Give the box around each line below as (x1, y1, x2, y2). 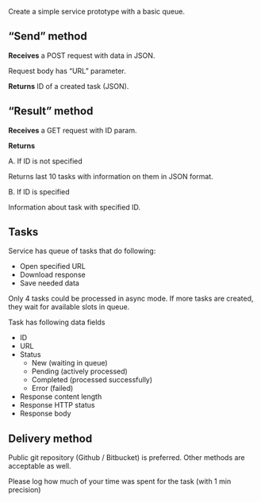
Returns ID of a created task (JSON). (8, 81, 129, 90)
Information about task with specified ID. (8, 202, 141, 212)
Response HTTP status (19, 400, 95, 410)
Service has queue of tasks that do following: (8, 246, 156, 256)
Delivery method (8, 431, 93, 445)
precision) (8, 485, 41, 495)
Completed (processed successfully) (31, 375, 153, 385)
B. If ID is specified (8, 186, 70, 197)
